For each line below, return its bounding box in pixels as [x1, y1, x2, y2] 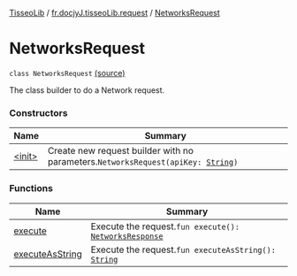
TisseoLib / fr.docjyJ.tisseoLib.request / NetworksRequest [9, 8, 221, 18]
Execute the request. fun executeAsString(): [90, 243, 277, 256]
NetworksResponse [90, 231, 164, 241]
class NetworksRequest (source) [9, 67, 126, 78]
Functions [9, 182, 53, 195]
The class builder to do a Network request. [9, 84, 165, 96]
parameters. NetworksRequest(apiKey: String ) [47, 156, 239, 168]
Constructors [9, 106, 68, 119]
